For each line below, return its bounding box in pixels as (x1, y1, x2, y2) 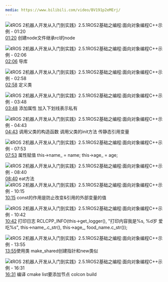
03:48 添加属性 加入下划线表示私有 (5, 105, 78, 111)
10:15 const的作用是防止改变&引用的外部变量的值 (5, 194, 107, 200)
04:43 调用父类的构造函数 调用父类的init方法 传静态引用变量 (5, 128, 130, 134)
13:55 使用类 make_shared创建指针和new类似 (5, 248, 98, 254)
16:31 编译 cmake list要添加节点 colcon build (5, 271, 97, 277)
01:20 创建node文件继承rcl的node (5, 34, 76, 41)
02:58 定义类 (5, 82, 32, 88)
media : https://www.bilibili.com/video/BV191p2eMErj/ (5, 7, 121, 13)
